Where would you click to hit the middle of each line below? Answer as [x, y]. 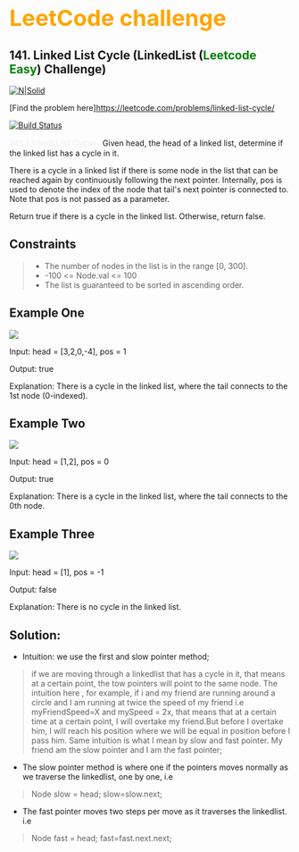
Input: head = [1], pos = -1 [57, 572]
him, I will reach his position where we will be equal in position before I [161, 731]
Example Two [47, 424]
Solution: [35, 635]
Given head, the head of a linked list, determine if [193, 143]
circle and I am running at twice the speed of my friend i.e [137, 703]
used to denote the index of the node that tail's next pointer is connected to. [149, 190]
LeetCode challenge [118, 18]
